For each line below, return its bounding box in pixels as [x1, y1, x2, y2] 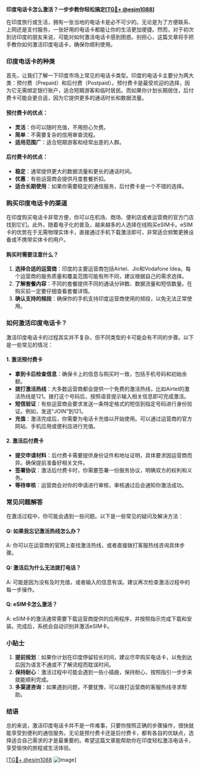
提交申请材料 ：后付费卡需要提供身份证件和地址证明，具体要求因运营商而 [14, 451, 192, 459]
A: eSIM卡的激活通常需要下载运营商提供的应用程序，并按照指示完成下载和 [6, 615, 187, 622]
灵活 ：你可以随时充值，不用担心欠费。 [14, 124, 109, 131]
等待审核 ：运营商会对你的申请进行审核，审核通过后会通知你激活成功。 [14, 481, 187, 488]
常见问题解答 [6, 498, 43, 506]
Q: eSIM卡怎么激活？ [6, 601, 58, 608]
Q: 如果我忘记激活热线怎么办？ [6, 527, 82, 534]
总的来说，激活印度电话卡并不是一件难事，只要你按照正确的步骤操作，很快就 [6, 722, 194, 729]
